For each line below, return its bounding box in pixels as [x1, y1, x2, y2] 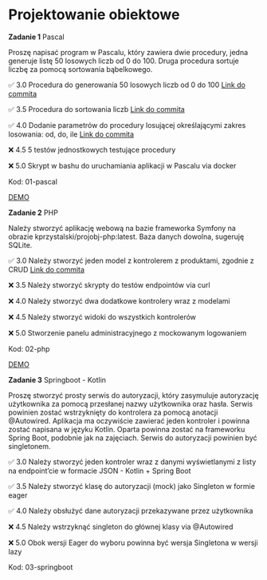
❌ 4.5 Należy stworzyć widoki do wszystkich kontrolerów [8, 312, 197, 321]
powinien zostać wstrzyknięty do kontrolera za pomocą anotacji [8, 407, 218, 417]
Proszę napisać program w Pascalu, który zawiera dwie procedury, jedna [8, 47, 249, 57]
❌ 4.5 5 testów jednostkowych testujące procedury [8, 145, 176, 154]
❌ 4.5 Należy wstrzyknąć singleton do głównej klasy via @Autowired [8, 522, 234, 531]
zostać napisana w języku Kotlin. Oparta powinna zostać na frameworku [8, 424, 245, 434]
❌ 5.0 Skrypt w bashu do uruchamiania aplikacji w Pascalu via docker [8, 161, 237, 170]
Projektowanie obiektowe [8, 6, 180, 24]
